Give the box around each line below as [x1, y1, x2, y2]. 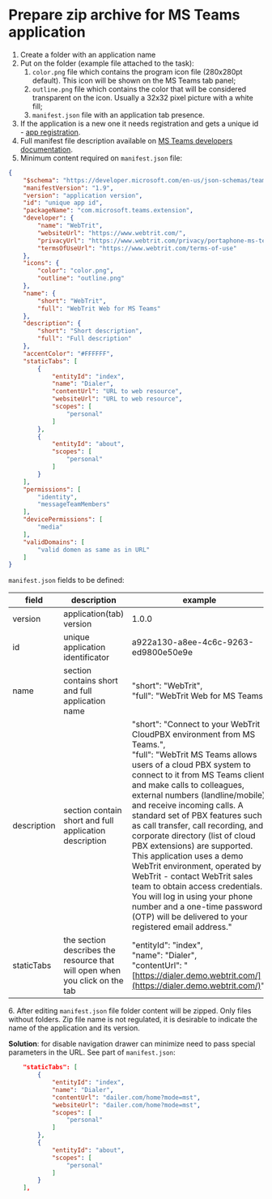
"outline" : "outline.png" [37, 274, 125, 283]
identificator [63, 652, 110, 663]
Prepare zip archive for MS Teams [8, 6, 240, 24]
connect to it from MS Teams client [132, 769, 265, 781]
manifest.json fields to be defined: [8, 576, 125, 585]
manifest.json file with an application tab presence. [32, 109, 205, 119]
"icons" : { [23, 259, 60, 268]
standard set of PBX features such [132, 810, 262, 821]
